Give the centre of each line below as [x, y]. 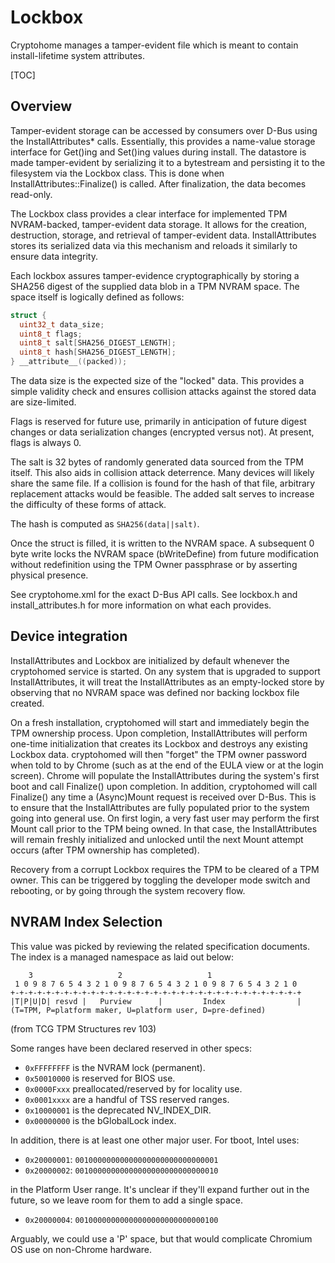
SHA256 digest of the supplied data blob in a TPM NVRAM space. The [155, 286]
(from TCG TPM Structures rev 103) [83, 1028]
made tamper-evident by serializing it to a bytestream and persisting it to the [168, 162]
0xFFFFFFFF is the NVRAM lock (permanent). [115, 1067]
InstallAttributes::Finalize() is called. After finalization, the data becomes [158, 183]
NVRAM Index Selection [86, 922]
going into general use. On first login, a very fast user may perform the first [165, 818]
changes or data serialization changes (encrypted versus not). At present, [162, 432]
